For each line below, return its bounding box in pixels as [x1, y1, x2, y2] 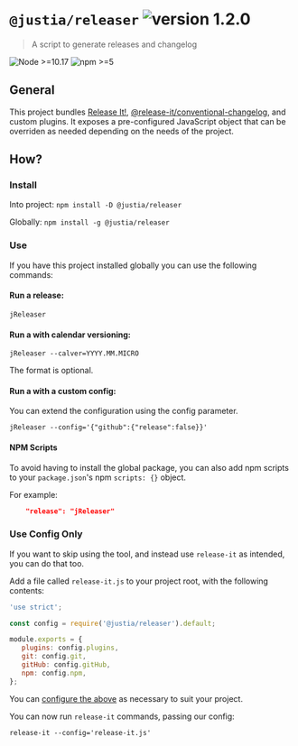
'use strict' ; [9, 603, 63, 612]
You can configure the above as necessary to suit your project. [9, 693, 244, 704]
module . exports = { [9, 635, 83, 644]
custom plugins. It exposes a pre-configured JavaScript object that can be [9, 115, 286, 126]
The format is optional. [9, 365, 94, 376]
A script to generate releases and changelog [31, 39, 198, 50]
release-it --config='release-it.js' [9, 728, 152, 737]
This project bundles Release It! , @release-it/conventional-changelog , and [9, 106, 286, 117]
